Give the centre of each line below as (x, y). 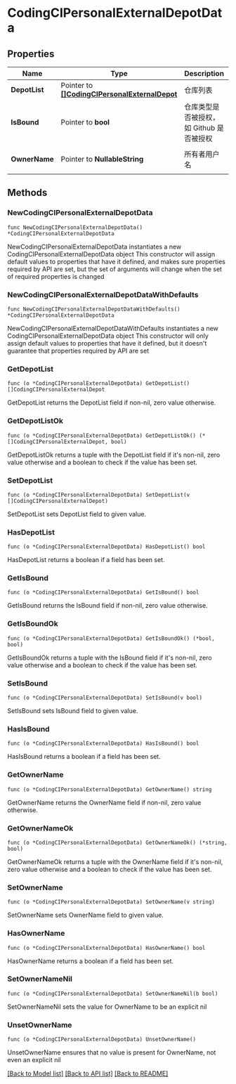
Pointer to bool (85, 122)
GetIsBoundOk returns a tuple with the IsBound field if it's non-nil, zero (110, 658)
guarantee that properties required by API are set (78, 351)
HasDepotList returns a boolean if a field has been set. (86, 560)
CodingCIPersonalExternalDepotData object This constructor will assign (111, 254)
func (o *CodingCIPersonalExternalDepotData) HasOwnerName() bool (106, 948)
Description (204, 73)
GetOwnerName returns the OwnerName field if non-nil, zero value (104, 802)
